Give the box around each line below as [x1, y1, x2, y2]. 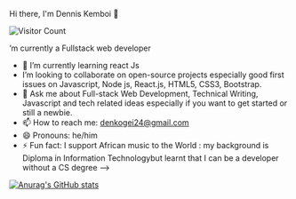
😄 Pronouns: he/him [21, 130, 98, 140]
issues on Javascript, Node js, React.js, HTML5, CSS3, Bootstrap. [21, 79, 262, 89]
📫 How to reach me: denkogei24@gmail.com [21, 117, 189, 128]
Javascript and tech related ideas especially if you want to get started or [21, 98, 288, 108]
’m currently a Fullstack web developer [9, 43, 151, 53]
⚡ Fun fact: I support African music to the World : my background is [21, 140, 269, 150]
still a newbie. [21, 107, 73, 117]
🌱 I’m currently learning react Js [21, 60, 140, 70]
